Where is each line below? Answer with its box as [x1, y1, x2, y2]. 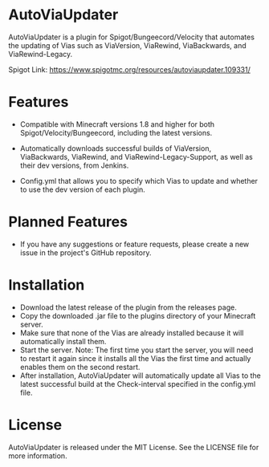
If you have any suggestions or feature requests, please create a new [19, 239, 250, 249]
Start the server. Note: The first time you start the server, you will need [19, 345, 254, 355]
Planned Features [8, 213, 128, 231]
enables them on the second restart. [19, 362, 141, 372]
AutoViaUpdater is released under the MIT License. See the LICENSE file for [8, 442, 259, 452]
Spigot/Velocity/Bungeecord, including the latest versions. [19, 128, 213, 137]
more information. [8, 451, 67, 461]
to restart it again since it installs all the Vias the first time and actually [19, 353, 251, 363]
